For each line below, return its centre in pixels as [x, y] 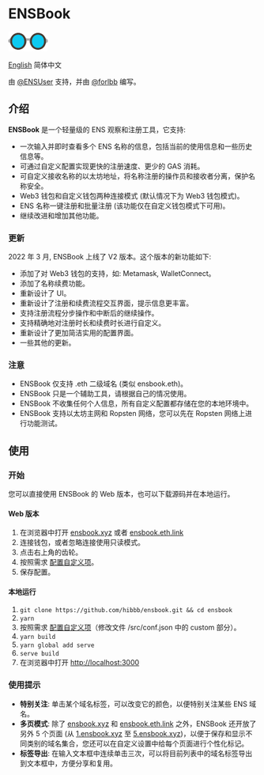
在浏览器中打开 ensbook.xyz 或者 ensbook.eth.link [102, 533]
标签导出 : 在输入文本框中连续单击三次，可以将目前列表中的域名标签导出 [136, 753]
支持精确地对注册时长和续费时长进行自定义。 [92, 323]
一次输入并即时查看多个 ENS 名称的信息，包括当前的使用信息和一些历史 [136, 146]
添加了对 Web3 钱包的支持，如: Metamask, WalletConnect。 [117, 274]
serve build [39, 654]
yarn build [38, 637]
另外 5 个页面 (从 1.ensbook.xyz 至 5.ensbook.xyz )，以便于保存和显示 [132, 733]
